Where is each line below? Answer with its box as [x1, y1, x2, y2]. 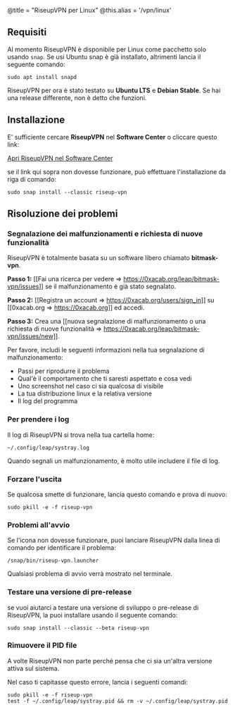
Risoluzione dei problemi [7, 208, 118, 220]
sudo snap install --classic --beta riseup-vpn [7, 624, 150, 632]
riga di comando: [7, 175, 56, 183]
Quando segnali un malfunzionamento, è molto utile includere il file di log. [7, 456, 220, 465]
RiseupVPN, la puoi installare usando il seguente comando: [7, 610, 178, 619]
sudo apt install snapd [7, 73, 77, 80]
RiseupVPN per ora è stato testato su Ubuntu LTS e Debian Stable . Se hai [7, 86, 221, 94]
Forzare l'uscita [7, 474, 62, 484]
